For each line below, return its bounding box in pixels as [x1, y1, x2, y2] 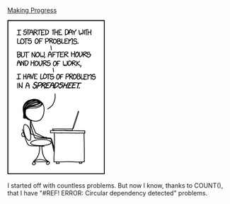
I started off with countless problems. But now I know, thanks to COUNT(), [7, 181, 224, 190]
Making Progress [7, 6, 57, 14]
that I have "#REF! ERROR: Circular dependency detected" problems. [7, 189, 208, 197]
